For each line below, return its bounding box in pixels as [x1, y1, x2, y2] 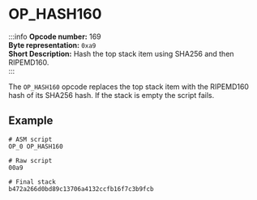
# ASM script [8, 135, 53, 143]
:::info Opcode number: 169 [8, 32, 101, 41]
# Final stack [8, 177, 57, 186]
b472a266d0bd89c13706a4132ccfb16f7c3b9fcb [8, 185, 154, 193]
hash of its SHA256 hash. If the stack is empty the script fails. [8, 90, 215, 100]
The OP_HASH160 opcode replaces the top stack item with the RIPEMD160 [8, 82, 250, 91]
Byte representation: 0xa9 [8, 40, 96, 49]
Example [8, 114, 54, 128]
